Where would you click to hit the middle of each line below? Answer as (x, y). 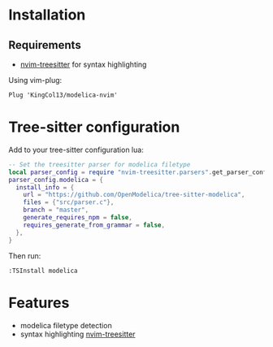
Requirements (45, 45)
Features (39, 303)
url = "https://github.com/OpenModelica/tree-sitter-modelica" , (134, 195)
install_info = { (45, 187)
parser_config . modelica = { (56, 180)
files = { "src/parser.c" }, (69, 202)
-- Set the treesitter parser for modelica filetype (100, 164)
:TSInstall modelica (43, 271)
